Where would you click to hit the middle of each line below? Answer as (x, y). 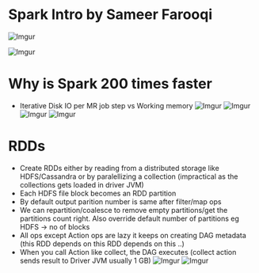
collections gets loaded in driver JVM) (82, 184)
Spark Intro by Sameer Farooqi (110, 15)
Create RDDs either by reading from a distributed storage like (119, 168)
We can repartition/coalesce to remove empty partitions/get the (124, 210)
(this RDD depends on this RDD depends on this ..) (102, 244)
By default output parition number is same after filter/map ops (120, 201)
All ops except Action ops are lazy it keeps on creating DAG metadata (133, 235)
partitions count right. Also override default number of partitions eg (129, 218)
